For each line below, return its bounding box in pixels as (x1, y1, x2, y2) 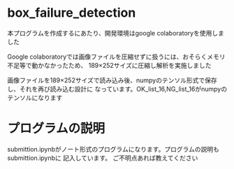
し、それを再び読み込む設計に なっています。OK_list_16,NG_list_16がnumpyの (7, 84, 228, 93)
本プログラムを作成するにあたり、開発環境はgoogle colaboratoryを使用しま (7, 29, 225, 37)
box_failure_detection (7, 5, 136, 21)
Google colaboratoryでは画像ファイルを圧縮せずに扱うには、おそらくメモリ (7, 52, 226, 61)
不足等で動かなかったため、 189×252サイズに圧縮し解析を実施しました (7, 61, 212, 69)
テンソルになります (7, 93, 63, 102)
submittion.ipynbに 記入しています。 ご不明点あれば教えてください (7, 154, 198, 162)
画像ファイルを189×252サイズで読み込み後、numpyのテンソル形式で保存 (7, 75, 218, 84)
